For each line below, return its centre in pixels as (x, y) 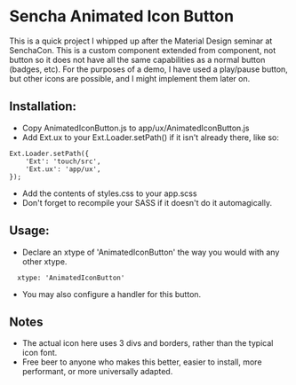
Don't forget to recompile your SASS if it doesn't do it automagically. (147, 202)
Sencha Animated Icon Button (121, 16)
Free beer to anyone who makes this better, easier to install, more (142, 362)
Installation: (43, 107)
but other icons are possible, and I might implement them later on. (130, 78)
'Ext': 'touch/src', (63, 161)
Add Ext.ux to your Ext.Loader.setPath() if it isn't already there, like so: (151, 137)
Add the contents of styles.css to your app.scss (109, 193)
